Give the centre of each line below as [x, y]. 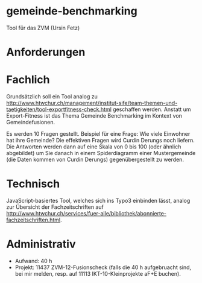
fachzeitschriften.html [33, 220]
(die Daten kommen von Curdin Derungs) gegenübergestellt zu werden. [95, 160]
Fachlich [28, 80]
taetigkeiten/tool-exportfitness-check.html [59, 109]
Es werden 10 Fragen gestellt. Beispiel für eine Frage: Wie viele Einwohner [98, 134]
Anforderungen [46, 52]
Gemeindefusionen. [31, 122]
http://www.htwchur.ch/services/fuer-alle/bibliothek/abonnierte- [87, 213]
